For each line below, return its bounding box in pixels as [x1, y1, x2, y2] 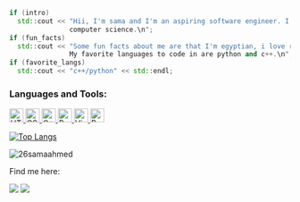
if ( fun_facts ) [9, 33, 66, 42]
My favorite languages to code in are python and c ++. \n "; [69, 50, 294, 59]
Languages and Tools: [9, 88, 107, 100]
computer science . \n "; [69, 25, 154, 34]
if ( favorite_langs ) [9, 58, 87, 67]
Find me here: [9, 166, 61, 177]
